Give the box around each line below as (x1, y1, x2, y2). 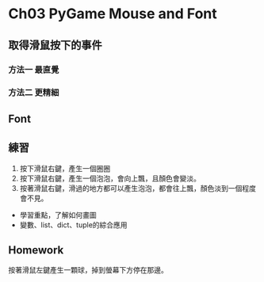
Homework (8, 243, 64, 257)
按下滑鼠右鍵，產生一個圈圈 (19, 163, 111, 173)
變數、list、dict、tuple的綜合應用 (19, 219, 128, 230)
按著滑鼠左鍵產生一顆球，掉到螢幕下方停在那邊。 (8, 265, 168, 275)
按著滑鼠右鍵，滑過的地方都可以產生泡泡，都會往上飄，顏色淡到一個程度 (19, 183, 256, 192)
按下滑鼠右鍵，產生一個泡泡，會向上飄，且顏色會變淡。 (19, 173, 201, 183)
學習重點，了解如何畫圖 (19, 210, 97, 219)
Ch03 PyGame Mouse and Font (8, 5, 217, 23)
